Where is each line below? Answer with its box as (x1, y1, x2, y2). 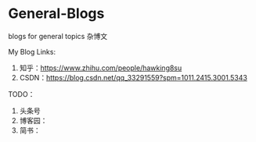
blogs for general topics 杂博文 (8, 31, 108, 41)
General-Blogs (8, 5, 105, 23)
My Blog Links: (8, 47, 56, 56)
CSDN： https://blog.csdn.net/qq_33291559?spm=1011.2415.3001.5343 (19, 73, 248, 82)
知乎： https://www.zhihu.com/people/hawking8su (19, 63, 182, 73)
